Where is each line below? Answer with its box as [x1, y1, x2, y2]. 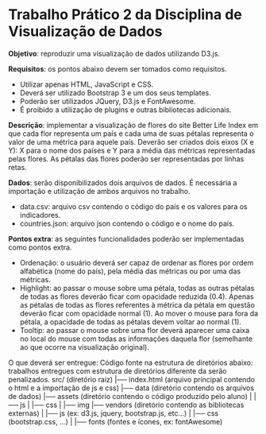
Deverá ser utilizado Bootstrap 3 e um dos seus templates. [19, 87, 212, 97]
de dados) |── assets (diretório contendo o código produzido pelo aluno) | [8, 391, 253, 401]
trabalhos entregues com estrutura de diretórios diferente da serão [8, 366, 227, 375]
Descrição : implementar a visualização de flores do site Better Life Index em [8, 120, 259, 130]
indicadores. [19, 210, 61, 219]
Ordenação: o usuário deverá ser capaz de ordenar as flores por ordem [19, 258, 254, 267]
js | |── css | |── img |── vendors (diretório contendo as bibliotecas [19, 400, 245, 409]
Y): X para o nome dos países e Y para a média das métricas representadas [8, 145, 256, 155]
